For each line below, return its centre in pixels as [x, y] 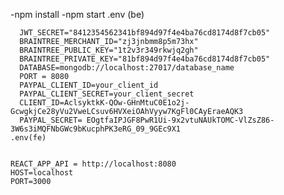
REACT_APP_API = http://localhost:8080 [93, 164]
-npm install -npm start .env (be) [77, 14]
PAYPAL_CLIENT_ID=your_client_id [89, 85]
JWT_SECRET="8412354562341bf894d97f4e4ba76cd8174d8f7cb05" [145, 33]
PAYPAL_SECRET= [51, 120]
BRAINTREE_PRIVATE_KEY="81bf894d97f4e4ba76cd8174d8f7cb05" [145, 59]
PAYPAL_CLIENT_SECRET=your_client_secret [107, 94]
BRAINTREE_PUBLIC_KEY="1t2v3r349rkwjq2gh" [109, 50]
